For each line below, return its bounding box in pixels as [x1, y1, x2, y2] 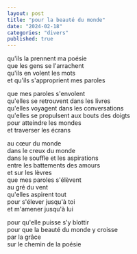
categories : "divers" [7, 29, 69, 36]
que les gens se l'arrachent [7, 62, 84, 70]
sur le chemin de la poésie [7, 240, 82, 249]
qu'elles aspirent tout [7, 190, 67, 199]
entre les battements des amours [7, 161, 101, 170]
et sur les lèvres [7, 169, 53, 177]
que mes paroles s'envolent [7, 90, 86, 98]
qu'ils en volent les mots [7, 69, 76, 78]
